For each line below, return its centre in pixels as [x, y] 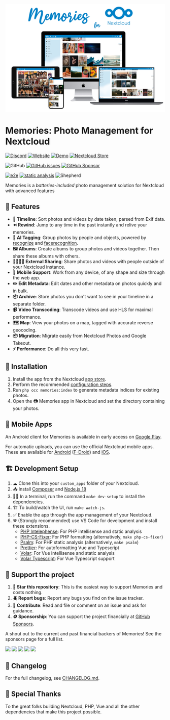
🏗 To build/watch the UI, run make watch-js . [59, 508]
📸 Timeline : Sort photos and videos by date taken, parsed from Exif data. [89, 219]
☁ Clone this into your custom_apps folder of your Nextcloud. [76, 483]
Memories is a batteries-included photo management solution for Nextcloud [84, 186]
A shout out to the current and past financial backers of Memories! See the [83, 634]
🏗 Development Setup [42, 468]
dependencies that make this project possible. [54, 712]
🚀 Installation [26, 367]
